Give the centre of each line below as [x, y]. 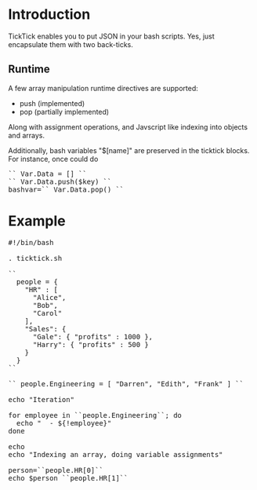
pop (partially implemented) [64, 112]
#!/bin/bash [31, 242]
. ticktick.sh [35, 258]
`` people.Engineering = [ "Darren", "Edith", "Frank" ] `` [126, 384]
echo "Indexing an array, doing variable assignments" [116, 454]
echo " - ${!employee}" [64, 423]
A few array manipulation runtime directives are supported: [103, 88]
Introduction [49, 15]
